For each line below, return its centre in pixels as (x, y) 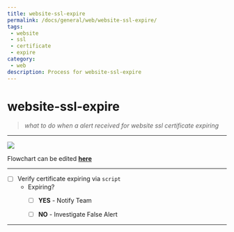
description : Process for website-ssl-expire (74, 72)
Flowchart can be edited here (50, 159)
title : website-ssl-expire (46, 14)
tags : (15, 26)
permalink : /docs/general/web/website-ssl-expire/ (82, 20)
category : (22, 59)
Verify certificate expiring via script (69, 179)
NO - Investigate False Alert (78, 214)
